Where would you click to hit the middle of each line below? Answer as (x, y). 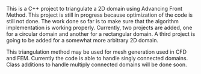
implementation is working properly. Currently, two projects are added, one (99, 27)
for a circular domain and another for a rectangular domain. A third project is (101, 34)
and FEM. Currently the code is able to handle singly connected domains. (97, 58)
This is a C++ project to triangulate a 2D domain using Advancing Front (94, 9)
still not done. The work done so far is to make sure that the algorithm (93, 21)
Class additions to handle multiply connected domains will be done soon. (97, 64)
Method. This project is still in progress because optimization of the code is (100, 15)
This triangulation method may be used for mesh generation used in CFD (96, 52)
